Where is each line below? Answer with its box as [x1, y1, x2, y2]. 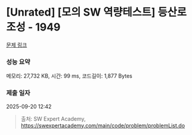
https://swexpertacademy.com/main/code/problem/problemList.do [20, 122, 185, 129]
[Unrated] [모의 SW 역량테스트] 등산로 [6, 5, 187, 19]
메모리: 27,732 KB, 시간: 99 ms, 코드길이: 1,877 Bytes [6, 72, 133, 79]
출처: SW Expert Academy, [20, 115, 86, 122]
